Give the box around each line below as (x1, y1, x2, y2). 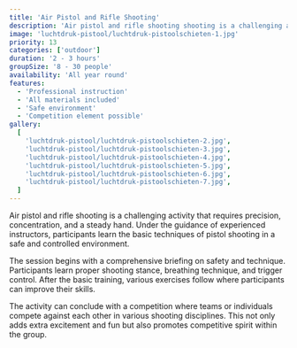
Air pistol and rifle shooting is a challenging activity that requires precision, (9, 210, 281, 220)
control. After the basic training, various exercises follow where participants (9, 275, 285, 284)
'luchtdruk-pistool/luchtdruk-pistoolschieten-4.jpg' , (25, 152, 232, 162)
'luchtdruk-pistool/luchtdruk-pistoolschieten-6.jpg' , (25, 169, 232, 178)
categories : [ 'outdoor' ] (9, 46, 101, 55)
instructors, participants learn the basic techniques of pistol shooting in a (9, 229, 276, 239)
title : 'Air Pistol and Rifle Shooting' (9, 12, 161, 22)
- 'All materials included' (17, 95, 121, 104)
